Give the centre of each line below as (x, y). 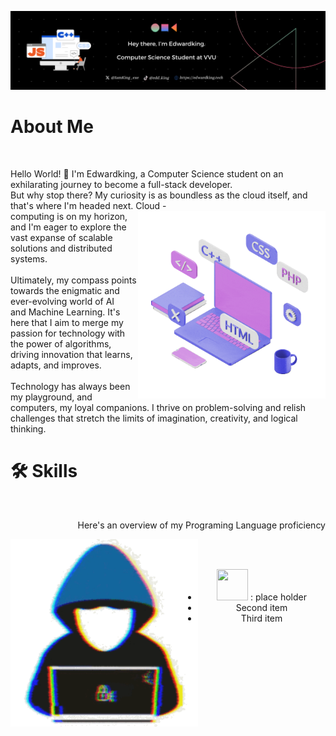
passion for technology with (68, 333)
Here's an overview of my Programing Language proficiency (201, 525)
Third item (261, 618)
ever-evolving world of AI (62, 301)
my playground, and (51, 397)
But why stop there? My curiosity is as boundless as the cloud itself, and (159, 195)
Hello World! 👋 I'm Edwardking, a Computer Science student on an (147, 173)
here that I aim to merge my (67, 322)
